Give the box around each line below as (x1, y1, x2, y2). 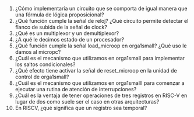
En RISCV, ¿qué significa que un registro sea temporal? (15, 105, 147, 111)
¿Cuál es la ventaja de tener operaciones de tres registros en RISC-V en (15, 92, 188, 99)
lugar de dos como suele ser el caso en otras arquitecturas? (15, 98, 160, 105)
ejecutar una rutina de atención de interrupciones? (15, 86, 137, 92)
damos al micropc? (15, 49, 61, 55)
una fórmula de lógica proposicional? (15, 11, 104, 18)
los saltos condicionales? (15, 61, 76, 68)
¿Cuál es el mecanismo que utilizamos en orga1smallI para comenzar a (15, 80, 185, 87)
